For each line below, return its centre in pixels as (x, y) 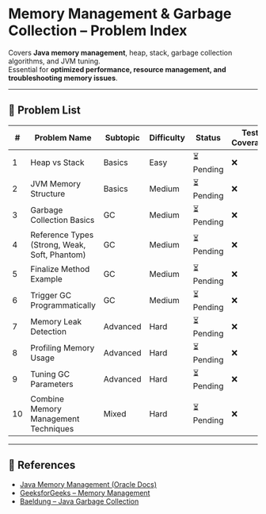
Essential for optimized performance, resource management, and (118, 69)
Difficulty (167, 137)
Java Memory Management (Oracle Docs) (88, 484)
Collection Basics (63, 221)
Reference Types (62, 235)
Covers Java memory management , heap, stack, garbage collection (120, 52)
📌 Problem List (44, 111)
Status (208, 137)
